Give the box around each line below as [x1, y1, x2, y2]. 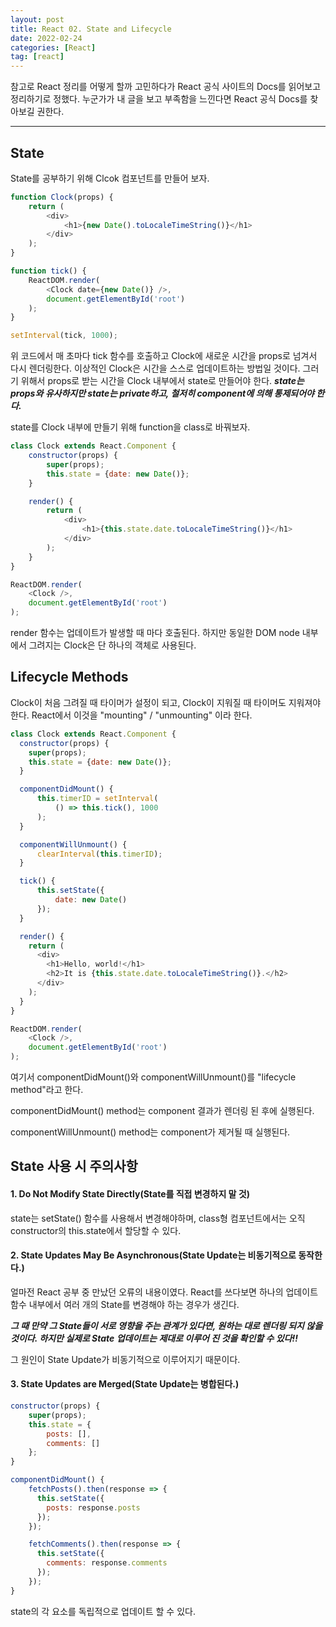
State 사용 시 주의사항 [10, 1158, 138, 1175]
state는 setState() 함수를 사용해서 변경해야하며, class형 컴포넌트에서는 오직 [10, 1212, 306, 1224]
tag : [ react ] [10, 52, 65, 62]
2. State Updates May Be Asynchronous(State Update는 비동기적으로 [10, 1249, 297, 1261]
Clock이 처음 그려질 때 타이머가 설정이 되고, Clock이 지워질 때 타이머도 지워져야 [10, 696, 322, 708]
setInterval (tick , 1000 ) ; [10, 331, 118, 341]
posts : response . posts [46, 1502, 141, 1513]
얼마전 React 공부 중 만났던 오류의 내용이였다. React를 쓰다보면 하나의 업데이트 [10, 1286, 319, 1298]
